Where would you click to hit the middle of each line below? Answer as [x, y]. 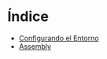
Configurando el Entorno [59, 38]
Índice [28, 17]
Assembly [35, 46]
